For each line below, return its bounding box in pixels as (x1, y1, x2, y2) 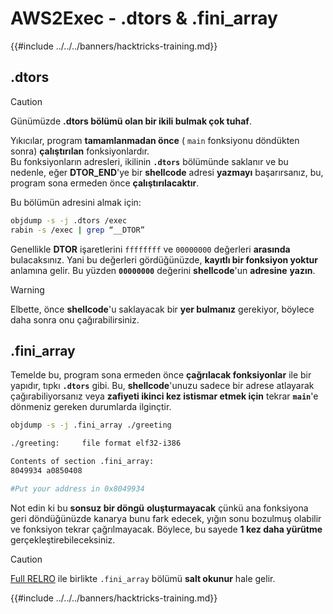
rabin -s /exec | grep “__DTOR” (10, 225, 145, 235)
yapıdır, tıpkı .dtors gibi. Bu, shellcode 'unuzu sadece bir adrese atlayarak (10, 380, 315, 392)
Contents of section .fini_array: (10, 457, 155, 467)
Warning (10, 283, 45, 296)
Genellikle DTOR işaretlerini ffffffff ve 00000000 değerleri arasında (10, 243, 291, 255)
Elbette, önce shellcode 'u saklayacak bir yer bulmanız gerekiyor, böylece (10, 303, 315, 315)
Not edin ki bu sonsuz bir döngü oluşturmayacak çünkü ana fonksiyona (10, 502, 309, 514)
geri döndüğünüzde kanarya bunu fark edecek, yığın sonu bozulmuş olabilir (10, 512, 322, 524)
